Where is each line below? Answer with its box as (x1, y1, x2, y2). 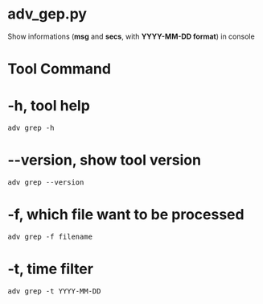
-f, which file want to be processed (7, 206, 245, 224)
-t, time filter (7, 260, 94, 278)
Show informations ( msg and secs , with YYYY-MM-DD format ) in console (7, 31, 255, 41)
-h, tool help (7, 97, 90, 115)
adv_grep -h (7, 123, 55, 133)
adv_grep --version (7, 178, 84, 186)
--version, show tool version (7, 151, 202, 169)
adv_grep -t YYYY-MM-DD (7, 286, 101, 295)
